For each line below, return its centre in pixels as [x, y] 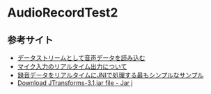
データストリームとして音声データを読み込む [81, 58]
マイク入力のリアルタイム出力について [72, 66]
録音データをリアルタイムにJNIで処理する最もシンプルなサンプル [110, 75]
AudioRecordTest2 [63, 13]
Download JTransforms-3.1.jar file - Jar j [75, 83]
